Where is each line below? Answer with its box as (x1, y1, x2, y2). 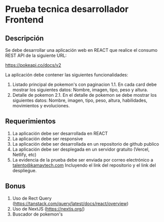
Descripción (5, 34, 44, 42)
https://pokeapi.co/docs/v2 (5, 62, 61, 68)
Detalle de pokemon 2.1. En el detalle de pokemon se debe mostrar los (12, 92, 157, 98)
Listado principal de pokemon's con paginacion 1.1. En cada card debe (12, 81, 157, 87)
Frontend (5, 14, 44, 25)
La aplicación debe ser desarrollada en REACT (12, 130, 108, 136)
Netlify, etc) (12, 151, 36, 158)
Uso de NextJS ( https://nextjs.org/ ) (12, 206, 85, 212)
